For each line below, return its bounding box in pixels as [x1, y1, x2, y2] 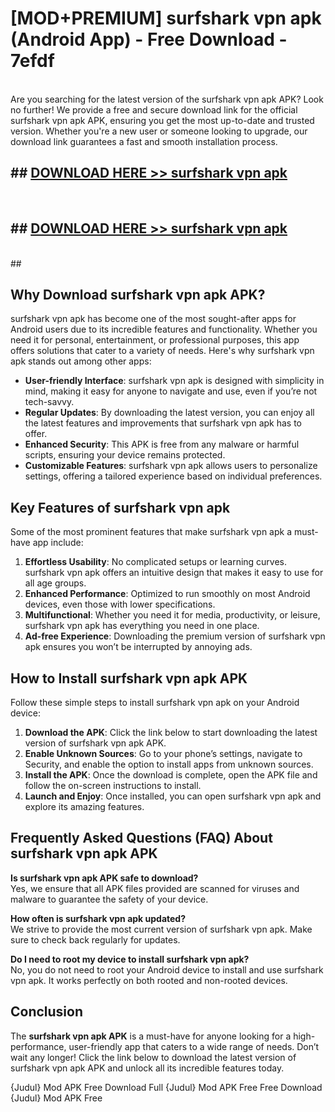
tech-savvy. [24, 396, 75, 408]
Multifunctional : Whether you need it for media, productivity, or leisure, [24, 609, 321, 621]
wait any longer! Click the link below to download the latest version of [10, 1051, 297, 1063]
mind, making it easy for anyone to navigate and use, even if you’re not [24, 385, 318, 397]
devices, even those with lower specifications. [24, 598, 216, 611]
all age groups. [24, 577, 87, 589]
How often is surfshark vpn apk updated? [10, 912, 186, 924]
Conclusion [10, 1003, 84, 1021]
